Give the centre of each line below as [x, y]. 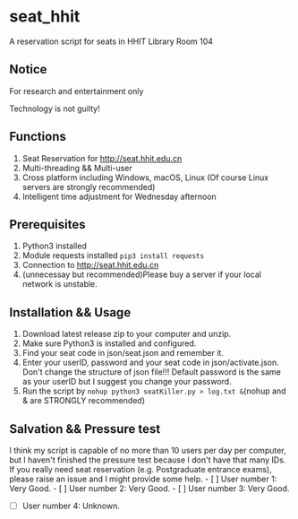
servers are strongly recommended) [89, 186]
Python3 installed [54, 246]
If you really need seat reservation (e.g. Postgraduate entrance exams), [141, 469]
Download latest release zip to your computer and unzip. [127, 334]
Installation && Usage [70, 312]
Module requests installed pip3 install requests [113, 255]
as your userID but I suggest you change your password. [127, 382]
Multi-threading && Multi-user [77, 168]
